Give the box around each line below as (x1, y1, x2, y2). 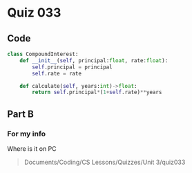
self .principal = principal (32, 64, 113, 71)
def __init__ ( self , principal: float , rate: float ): (19, 57, 169, 64)
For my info (7, 129, 46, 138)
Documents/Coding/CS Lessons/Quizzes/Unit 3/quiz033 (23, 158, 186, 166)
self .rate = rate (32, 70, 81, 77)
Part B (7, 108, 35, 120)
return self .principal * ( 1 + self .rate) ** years (32, 89, 162, 96)
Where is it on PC (7, 144, 57, 153)
